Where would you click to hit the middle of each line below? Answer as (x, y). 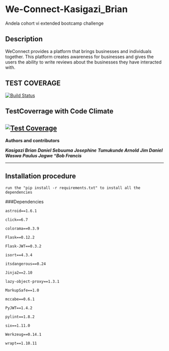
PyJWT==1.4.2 (19, 308)
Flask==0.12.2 (20, 237)
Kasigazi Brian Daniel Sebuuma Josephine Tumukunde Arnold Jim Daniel (84, 150)
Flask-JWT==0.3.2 (23, 246)
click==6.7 (17, 220)
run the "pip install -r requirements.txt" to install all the (73, 188)
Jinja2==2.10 (19, 273)
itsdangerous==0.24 (26, 264)
